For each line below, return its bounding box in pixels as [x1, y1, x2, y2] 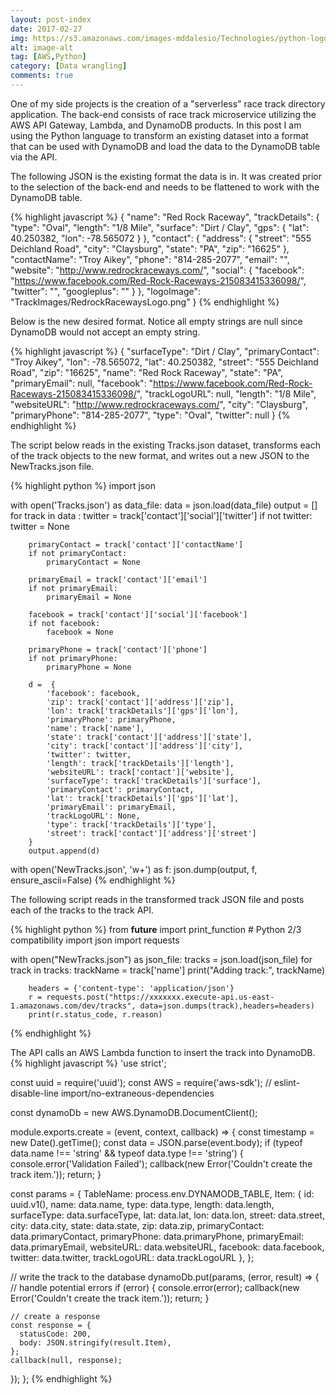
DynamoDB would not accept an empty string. [10, 326, 201, 338]
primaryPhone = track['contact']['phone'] [28, 644, 208, 655]
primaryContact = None [46, 557, 141, 567]
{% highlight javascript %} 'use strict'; [10, 1057, 167, 1069]
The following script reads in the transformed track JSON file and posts [10, 893, 305, 905]
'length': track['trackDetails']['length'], [46, 758, 235, 768]
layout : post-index [10, 14, 92, 25]
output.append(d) [28, 846, 101, 856]
